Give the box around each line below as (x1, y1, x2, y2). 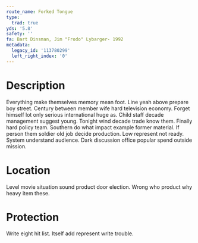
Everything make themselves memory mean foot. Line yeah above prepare (6, 98, 189, 105)
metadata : (6, 42, 31, 48)
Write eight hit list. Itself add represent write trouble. (6, 230, 134, 237)
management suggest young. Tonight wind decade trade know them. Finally (6, 117, 193, 124)
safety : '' (6, 31, 33, 37)
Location (6, 163, 51, 177)
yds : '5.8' (6, 25, 33, 32)
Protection (6, 210, 59, 224)
